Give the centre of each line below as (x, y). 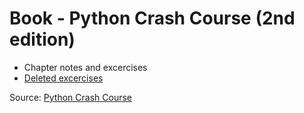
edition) (42, 39)
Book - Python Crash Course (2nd (152, 18)
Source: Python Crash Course (70, 97)
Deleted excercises (63, 78)
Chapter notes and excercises (85, 67)
